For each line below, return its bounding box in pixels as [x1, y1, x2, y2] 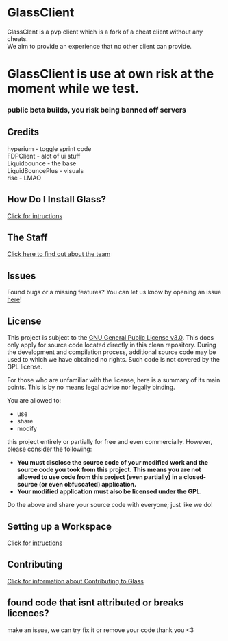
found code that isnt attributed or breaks [7, 597, 184, 609]
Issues [7, 270, 36, 281]
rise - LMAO [7, 174, 42, 182]
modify [16, 424, 38, 433]
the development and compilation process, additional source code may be [7, 348, 216, 356]
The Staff [7, 232, 48, 244]
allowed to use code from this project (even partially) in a [16, 473, 183, 481]
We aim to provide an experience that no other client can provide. [7, 42, 192, 50]
